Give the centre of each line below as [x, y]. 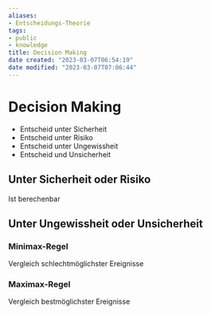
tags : [17, 30]
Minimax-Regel [39, 246]
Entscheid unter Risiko [56, 137]
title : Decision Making [48, 53]
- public [23, 38]
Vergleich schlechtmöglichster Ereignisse [76, 264]
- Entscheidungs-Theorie [49, 23]
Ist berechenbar [35, 198]
